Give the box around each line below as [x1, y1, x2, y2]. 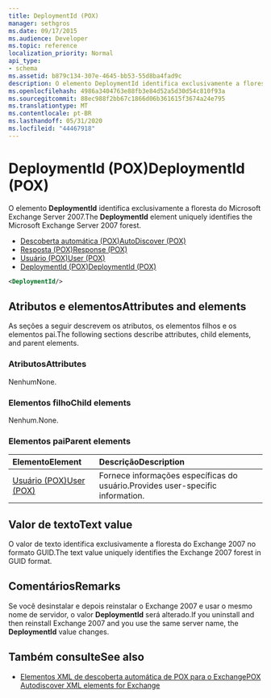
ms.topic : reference [8, 42, 78, 50]
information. [98, 490, 145, 502]
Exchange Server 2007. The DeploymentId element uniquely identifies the [8, 212, 252, 221]
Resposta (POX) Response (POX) [19, 244, 127, 254]
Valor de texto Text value [8, 518, 133, 532]
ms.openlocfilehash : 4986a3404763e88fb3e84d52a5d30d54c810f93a [8, 86, 226, 95]
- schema [8, 65, 38, 73]
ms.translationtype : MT [8, 102, 89, 110]
